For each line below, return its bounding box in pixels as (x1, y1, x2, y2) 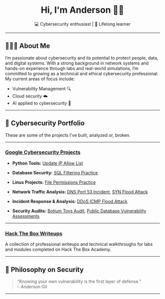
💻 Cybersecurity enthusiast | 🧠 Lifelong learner (34, 21, 131, 27)
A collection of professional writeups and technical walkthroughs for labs (5, 241, 153, 247)
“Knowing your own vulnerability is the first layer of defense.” (17, 278, 141, 284)
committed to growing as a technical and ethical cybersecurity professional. (5, 70, 159, 76)
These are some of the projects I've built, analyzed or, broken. (5, 132, 131, 138)
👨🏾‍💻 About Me (5, 42, 50, 50)
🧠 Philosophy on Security (5, 266, 84, 274)
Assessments (12, 213, 40, 219)
